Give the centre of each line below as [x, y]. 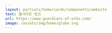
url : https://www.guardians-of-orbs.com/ [48, 18]
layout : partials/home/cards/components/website [56, 9]
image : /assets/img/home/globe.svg [42, 23]
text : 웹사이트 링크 [23, 14]
